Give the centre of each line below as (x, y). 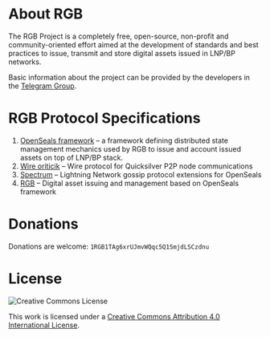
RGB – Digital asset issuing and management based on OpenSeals (129, 183)
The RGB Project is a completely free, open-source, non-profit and (119, 36)
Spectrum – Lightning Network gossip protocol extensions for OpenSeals (141, 174)
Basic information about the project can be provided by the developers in (129, 77)
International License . (44, 325)
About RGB (45, 14)
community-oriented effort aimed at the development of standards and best (133, 44)
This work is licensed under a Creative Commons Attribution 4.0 (115, 316)
